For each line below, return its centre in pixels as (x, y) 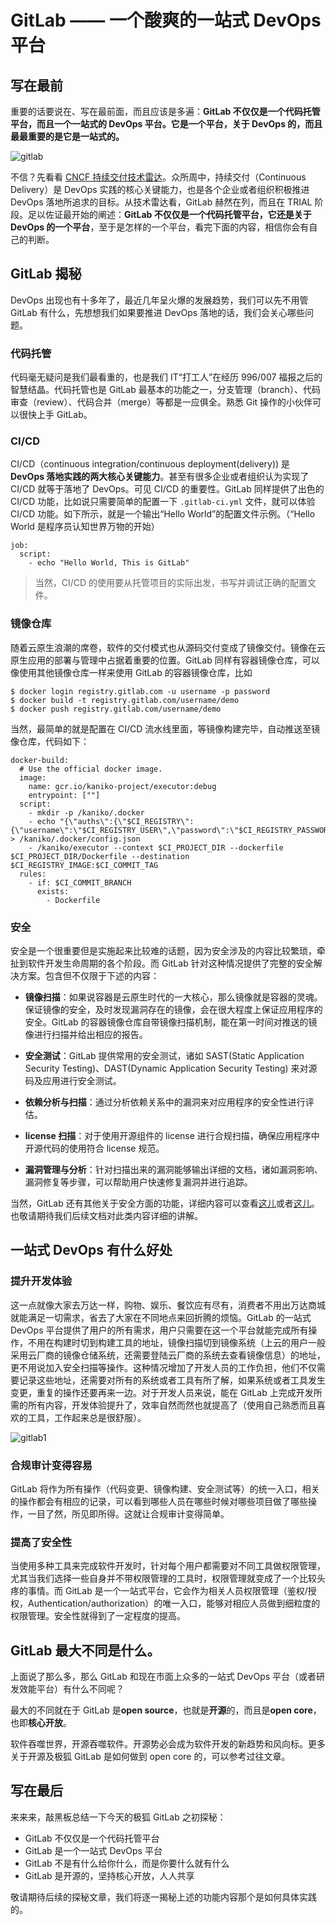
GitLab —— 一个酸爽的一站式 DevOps (166, 20)
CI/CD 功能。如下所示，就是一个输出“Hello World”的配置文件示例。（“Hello (163, 514)
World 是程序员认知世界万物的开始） (85, 527)
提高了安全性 (41, 1542)
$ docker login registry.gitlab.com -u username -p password (140, 691)
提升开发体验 (41, 1281)
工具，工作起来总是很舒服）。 (87, 1417)
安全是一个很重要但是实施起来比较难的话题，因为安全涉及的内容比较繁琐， (163, 950)
